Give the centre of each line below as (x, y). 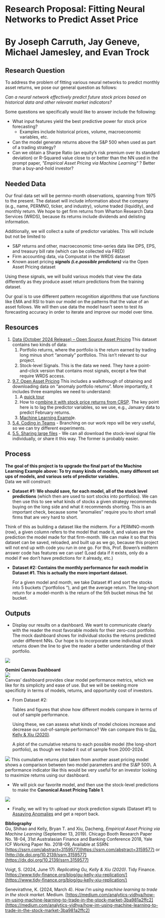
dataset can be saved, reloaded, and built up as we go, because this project (82, 542)
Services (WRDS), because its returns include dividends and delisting (75, 216)
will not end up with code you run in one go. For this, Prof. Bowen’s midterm (82, 547)
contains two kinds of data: (40, 344)
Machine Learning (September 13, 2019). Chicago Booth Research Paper (79, 834)
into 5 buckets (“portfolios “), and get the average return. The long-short (85, 587)
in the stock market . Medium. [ (36, 895)
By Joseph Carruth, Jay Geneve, (72, 42)
